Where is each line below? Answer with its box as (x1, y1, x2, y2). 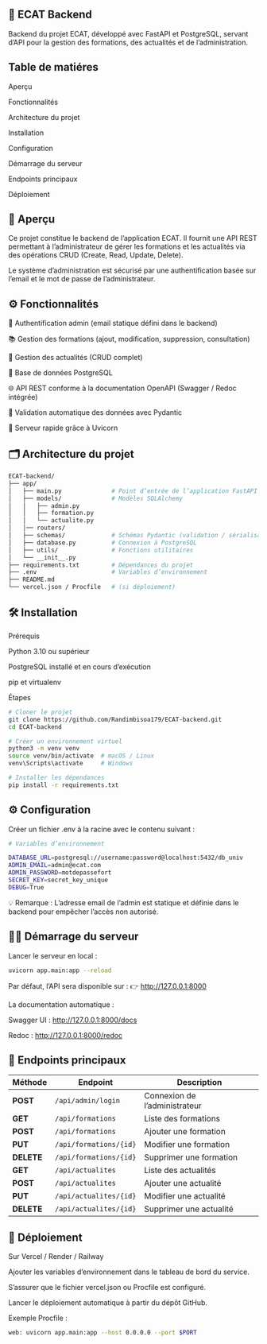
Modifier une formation (144, 1139, 230, 1150)
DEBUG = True (8, 883, 44, 891)
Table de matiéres (8, 60, 99, 74)
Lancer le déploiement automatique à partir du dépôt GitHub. (8, 1298, 208, 1307)
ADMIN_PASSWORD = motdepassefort (8, 869, 112, 877)
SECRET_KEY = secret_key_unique (8, 876, 109, 885)
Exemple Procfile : (8, 1313, 68, 1323)
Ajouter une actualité (144, 1178, 222, 1189)
